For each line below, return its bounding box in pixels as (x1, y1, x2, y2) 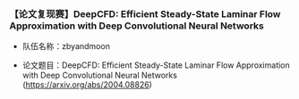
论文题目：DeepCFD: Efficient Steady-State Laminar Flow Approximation (21, 60, 291, 70)
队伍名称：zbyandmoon (21, 41, 110, 52)
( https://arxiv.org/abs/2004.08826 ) (21, 79, 152, 90)
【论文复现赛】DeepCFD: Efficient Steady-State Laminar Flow (9, 7, 281, 20)
